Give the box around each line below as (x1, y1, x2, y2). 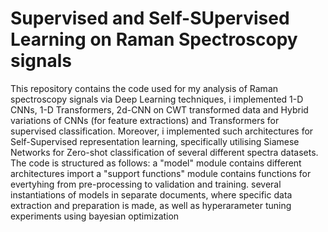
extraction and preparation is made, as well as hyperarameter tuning (10, 199, 292, 211)
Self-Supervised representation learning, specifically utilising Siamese (10, 135, 300, 147)
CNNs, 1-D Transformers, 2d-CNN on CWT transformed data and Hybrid (10, 103, 309, 116)
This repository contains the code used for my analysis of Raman (10, 82, 279, 94)
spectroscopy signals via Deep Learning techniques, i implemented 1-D (10, 93, 304, 105)
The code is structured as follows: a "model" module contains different (10, 157, 302, 169)
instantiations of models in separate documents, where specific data (10, 188, 293, 201)
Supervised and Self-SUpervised (10, 7, 290, 30)
